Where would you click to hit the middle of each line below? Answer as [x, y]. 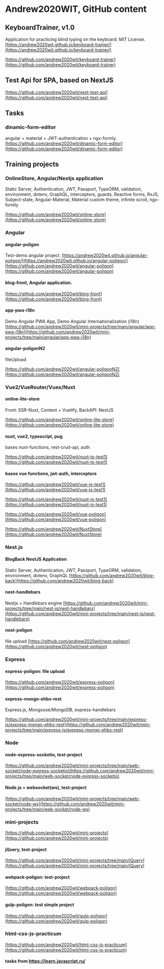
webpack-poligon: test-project [38, 877]
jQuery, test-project [26, 849]
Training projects [32, 164]
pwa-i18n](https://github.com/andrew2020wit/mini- [58, 332]
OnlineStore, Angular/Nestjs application [54, 178]
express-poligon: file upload [35, 671]
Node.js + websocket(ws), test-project [46, 787]
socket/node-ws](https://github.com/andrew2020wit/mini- [65, 804]
